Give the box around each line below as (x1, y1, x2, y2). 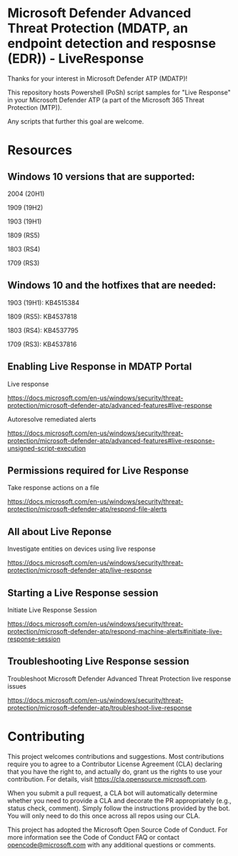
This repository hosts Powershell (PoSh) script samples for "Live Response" (7, 88, 231, 96)
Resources (7, 142, 73, 159)
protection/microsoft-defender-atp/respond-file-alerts (7, 505, 167, 514)
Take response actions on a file (7, 484, 100, 492)
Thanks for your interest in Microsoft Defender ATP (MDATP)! (7, 74, 188, 83)
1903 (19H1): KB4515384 (7, 298, 80, 307)
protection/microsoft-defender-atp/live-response (7, 566, 152, 574)
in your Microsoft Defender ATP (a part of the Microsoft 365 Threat (7, 95, 205, 104)
